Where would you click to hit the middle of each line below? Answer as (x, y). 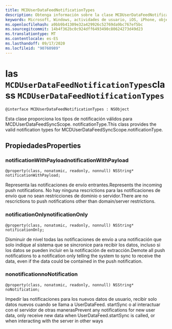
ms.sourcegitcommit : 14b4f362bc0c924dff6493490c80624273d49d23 (74, 29)
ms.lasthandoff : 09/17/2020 (35, 44)
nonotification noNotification (42, 274)
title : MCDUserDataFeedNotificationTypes (50, 10)
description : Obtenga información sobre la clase (59, 15)
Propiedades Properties (43, 146)
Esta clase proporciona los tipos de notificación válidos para (69, 119)
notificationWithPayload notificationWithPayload (67, 160)
